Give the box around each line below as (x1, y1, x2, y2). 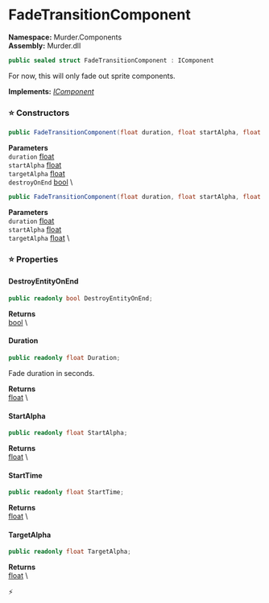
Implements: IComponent (8, 86, 94, 96)
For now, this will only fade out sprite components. (8, 71, 176, 81)
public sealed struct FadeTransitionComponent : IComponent (8, 56, 215, 64)
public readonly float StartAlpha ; (8, 429, 128, 437)
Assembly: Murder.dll (8, 40, 81, 50)
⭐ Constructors (8, 107, 70, 118)
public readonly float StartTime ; (8, 489, 125, 497)
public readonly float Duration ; (8, 354, 121, 362)
